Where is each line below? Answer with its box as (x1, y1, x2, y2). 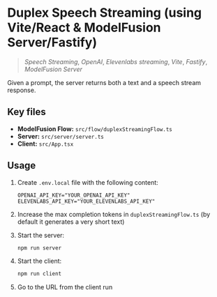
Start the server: (17, 231, 65, 239)
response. (7, 86, 36, 94)
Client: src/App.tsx (17, 139, 74, 148)
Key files (7, 106, 47, 118)
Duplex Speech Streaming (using (7, 5, 202, 21)
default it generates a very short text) (17, 218, 125, 226)
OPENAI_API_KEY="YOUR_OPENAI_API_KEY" (17, 192, 130, 199)
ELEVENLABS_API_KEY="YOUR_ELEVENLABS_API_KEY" (17, 197, 156, 205)
